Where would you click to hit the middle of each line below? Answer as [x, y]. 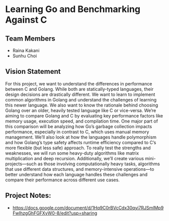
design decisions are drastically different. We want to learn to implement [80, 94]
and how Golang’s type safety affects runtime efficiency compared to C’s [81, 142]
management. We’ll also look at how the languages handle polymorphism [81, 137]
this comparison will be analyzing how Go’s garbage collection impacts [79, 126]
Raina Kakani [26, 50]
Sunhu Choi [25, 56]
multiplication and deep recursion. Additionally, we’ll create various [75, 158]
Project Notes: [28, 196]
